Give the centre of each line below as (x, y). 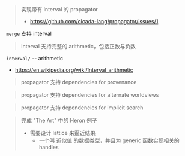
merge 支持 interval (29, 33)
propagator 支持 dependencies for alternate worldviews (90, 95)
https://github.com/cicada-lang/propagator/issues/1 (94, 21)
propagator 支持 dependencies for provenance (79, 82)
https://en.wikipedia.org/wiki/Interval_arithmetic (74, 70)
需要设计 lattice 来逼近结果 (63, 133)
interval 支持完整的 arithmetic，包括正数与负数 (78, 46)
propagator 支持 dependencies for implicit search (82, 108)
